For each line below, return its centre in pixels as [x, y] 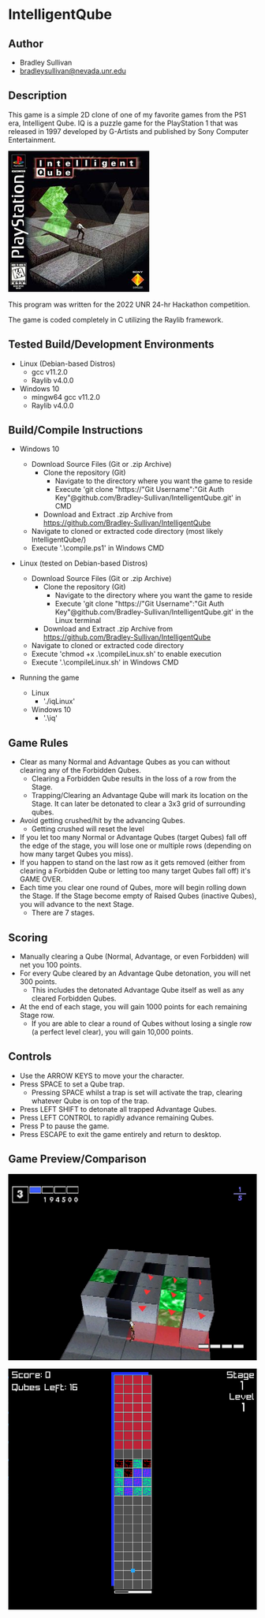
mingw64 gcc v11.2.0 [66, 397]
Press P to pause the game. [64, 1126]
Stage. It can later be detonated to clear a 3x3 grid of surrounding [138, 804]
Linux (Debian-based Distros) [67, 363]
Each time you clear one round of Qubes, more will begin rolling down [133, 888]
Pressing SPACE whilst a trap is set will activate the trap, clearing [137, 1092]
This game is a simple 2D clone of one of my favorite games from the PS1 [127, 114]
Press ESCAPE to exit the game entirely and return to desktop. [121, 1134]
